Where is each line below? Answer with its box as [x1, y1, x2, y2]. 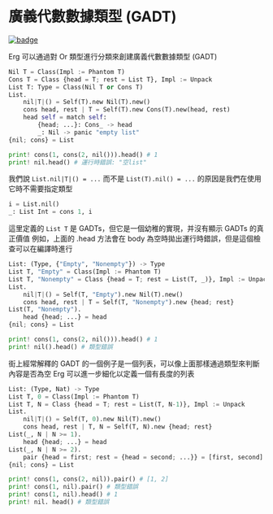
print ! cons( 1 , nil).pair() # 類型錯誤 [8, 483, 139, 491]
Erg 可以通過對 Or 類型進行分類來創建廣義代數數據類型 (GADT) [8, 51, 218, 61]
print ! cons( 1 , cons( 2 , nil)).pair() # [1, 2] [8, 475, 169, 484]
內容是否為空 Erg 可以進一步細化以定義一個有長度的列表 [8, 368, 195, 378]
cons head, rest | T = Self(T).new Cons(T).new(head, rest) [23, 106, 231, 114]
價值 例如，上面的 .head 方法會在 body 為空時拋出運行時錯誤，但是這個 [15, 233, 254, 244]
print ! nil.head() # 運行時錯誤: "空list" [8, 158, 147, 167]
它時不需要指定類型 [8, 184, 73, 194]
